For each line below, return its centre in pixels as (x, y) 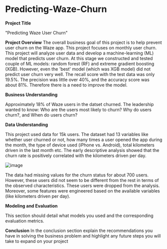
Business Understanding (31, 94)
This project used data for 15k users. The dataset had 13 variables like (77, 134)
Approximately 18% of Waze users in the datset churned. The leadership (80, 104)
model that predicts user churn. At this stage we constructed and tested (79, 58)
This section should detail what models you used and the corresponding (79, 215)
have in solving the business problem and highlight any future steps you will (83, 235)
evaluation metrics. (25, 220)
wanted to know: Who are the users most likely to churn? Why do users (79, 109)
